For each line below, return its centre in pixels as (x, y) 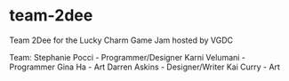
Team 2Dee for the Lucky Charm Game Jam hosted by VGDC (121, 40)
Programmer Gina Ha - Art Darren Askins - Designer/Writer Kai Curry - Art (144, 67)
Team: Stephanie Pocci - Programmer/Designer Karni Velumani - (128, 57)
